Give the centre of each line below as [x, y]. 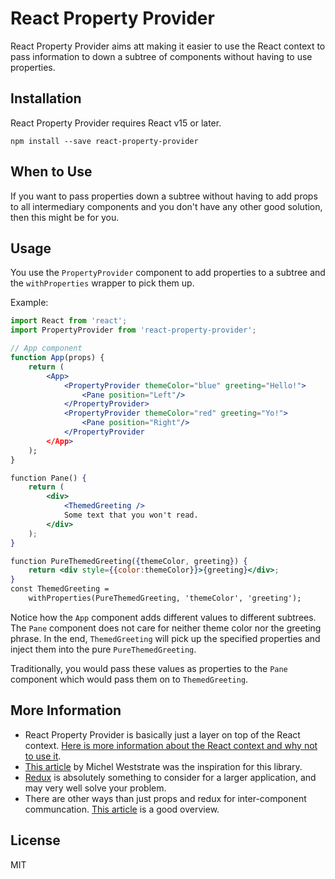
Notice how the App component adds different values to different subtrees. [163, 617]
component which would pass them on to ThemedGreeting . [129, 679]
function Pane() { [48, 478]
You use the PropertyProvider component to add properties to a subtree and [168, 273]
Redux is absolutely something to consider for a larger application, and [170, 777]
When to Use [51, 172]
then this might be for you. [65, 217]
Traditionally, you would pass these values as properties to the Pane [149, 668]
